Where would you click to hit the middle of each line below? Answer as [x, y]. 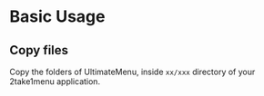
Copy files [39, 50]
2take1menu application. [55, 82]
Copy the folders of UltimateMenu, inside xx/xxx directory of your [132, 72]
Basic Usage [57, 17]
